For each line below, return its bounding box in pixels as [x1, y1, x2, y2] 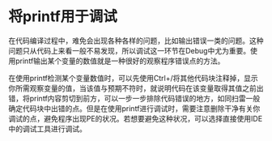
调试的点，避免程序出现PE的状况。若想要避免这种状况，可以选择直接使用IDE [8, 113, 263, 123]
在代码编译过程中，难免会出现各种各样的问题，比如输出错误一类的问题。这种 [8, 36, 264, 45]
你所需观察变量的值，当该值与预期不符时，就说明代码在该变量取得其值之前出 [8, 83, 264, 93]
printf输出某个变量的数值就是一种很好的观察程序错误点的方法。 [15, 56, 225, 66]
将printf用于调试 [8, 7, 117, 26]
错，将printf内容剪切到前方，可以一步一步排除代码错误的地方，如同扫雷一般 [8, 93, 261, 103]
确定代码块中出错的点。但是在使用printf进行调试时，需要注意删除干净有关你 [8, 103, 261, 113]
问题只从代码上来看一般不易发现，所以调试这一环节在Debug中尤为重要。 [8, 45, 251, 55]
